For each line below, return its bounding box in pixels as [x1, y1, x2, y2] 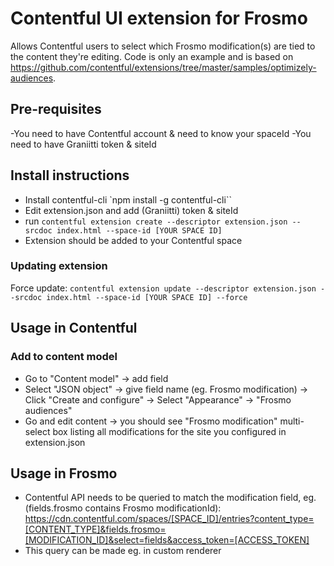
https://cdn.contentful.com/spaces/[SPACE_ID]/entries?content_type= [24, 513, 315, 525]
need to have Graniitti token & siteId [10, 138, 157, 150]
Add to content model [10, 350, 118, 364]
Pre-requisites [10, 101, 102, 118]
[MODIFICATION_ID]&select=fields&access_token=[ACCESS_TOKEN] [24, 534, 310, 546]
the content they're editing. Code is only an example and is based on [10, 50, 294, 62]
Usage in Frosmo [10, 465, 118, 482]
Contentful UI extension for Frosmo [10, 7, 308, 30]
